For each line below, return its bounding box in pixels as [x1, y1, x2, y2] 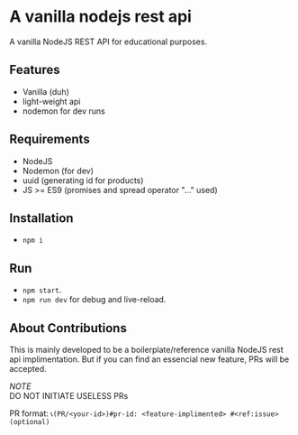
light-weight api [22, 96, 81, 106]
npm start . [22, 284, 62, 295]
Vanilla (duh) [22, 86, 70, 97]
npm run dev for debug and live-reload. [22, 294, 167, 305]
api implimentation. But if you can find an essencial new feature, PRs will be [9, 354, 290, 365]
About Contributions [9, 320, 128, 336]
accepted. [9, 364, 47, 374]
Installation [9, 210, 74, 226]
